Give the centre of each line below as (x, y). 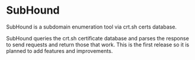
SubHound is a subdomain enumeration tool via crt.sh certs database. (91, 27)
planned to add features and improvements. (60, 50)
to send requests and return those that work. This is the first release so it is (98, 45)
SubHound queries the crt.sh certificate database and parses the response (98, 38)
